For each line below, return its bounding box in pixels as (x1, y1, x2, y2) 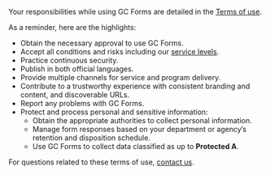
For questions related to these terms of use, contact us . (8, 157, 194, 167)
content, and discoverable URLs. (20, 90, 130, 100)
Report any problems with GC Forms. (20, 99, 145, 108)
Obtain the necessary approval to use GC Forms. (20, 38, 185, 48)
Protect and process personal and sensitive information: (20, 107, 209, 117)
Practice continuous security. (20, 56, 119, 65)
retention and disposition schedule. (32, 133, 150, 143)
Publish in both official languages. (20, 64, 134, 74)
